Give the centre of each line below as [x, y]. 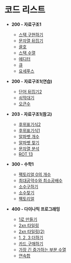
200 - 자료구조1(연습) [32, 81]
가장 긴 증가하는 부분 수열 [42, 249]
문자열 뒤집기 [31, 41]
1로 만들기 [28, 219]
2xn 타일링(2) [32, 231]
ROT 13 [26, 154]
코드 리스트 [25, 10]
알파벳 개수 [29, 136]
